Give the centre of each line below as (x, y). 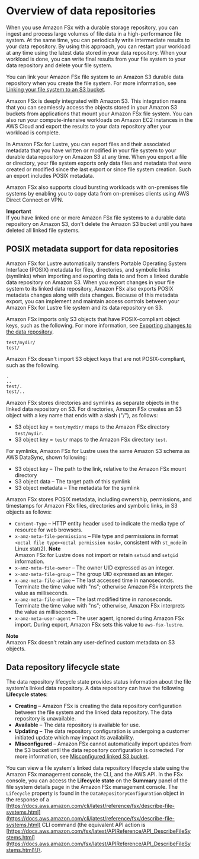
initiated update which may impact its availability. (74, 737)
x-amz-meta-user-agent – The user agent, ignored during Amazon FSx (99, 618)
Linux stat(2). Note (38, 549)
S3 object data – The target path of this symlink (73, 481)
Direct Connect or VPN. (35, 200)
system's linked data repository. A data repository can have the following (95, 688)
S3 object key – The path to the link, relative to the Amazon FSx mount (100, 468)
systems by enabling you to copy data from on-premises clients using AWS (98, 193)
